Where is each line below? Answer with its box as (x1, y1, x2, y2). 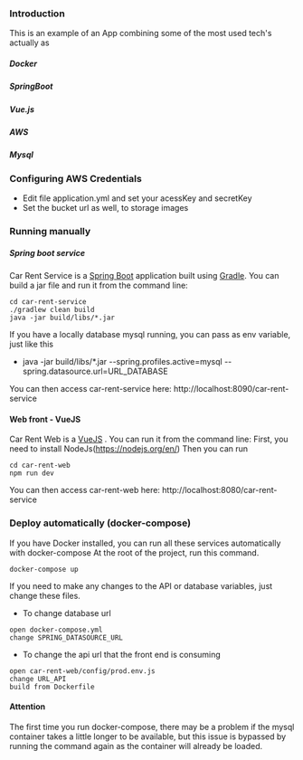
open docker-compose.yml (9, 625, 103, 634)
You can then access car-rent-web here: (9, 485, 161, 496)
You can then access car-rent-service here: (9, 384, 172, 394)
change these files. (9, 590, 81, 601)
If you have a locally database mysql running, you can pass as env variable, (9, 329, 291, 340)
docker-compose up (9, 565, 79, 574)
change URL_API (9, 674, 67, 683)
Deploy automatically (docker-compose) (9, 517, 192, 529)
